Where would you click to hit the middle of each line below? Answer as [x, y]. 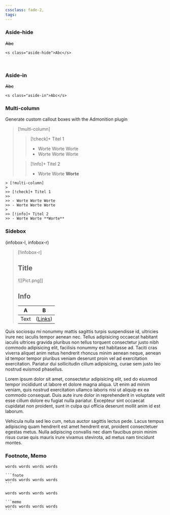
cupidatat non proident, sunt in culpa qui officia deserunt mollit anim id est [83, 406]
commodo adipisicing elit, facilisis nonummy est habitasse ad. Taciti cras [81, 348]
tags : [11, 15]
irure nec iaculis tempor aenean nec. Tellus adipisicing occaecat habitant [81, 337]
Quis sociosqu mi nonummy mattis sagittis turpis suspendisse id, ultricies [82, 332]
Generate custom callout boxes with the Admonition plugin [66, 119]
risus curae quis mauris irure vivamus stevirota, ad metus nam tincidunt [80, 437]
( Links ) [44, 319]
